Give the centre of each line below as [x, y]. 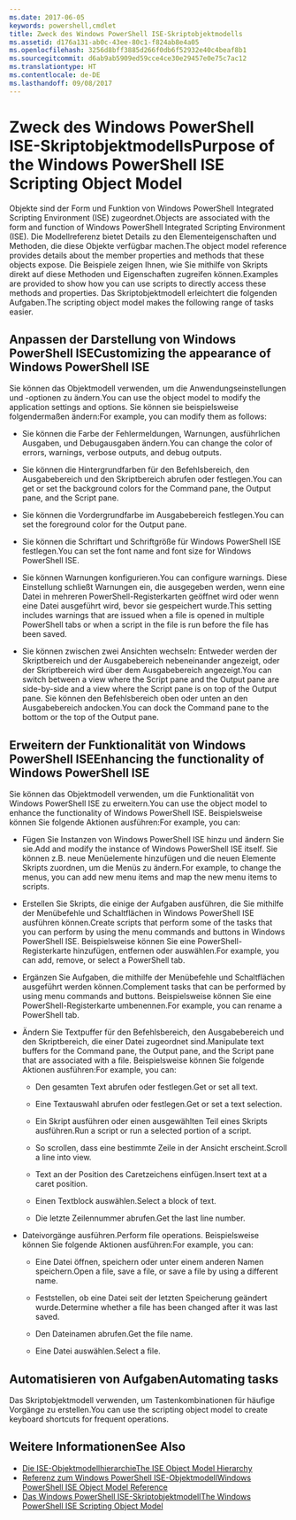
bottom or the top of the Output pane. [90, 717]
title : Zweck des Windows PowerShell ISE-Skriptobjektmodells [126, 34]
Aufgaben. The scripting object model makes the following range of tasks [141, 302]
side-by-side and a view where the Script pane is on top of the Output [149, 689]
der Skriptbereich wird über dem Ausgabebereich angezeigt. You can [147, 671]
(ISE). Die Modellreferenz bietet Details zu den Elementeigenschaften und [143, 237]
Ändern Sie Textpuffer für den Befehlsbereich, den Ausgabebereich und [153, 1032]
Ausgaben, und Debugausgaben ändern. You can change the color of [147, 443]
